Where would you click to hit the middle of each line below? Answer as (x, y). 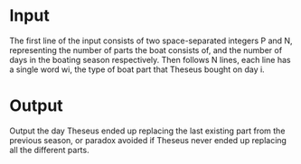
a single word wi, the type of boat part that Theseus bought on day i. (137, 69)
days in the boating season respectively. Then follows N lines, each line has (150, 59)
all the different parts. (49, 150)
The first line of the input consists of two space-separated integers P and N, (151, 41)
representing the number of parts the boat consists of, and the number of (146, 50)
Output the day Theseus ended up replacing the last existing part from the (147, 131)
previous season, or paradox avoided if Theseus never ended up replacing (148, 140)
